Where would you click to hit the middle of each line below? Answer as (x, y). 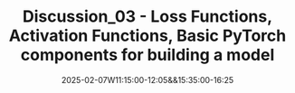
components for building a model (147, 55)
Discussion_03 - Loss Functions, (147, 17)
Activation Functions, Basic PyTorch (147, 36)
